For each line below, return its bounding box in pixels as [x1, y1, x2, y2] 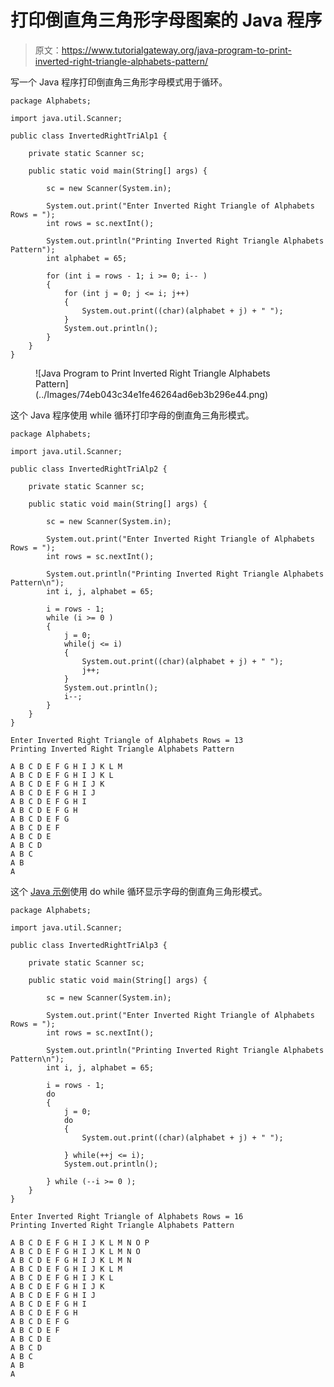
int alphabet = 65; [46, 253, 128, 263]
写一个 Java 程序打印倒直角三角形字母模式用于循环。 [10, 76, 228, 88]
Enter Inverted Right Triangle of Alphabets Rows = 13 [10, 735, 244, 745]
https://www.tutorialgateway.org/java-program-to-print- [61, 44, 292, 56]
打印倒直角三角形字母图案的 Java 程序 [10, 9, 323, 32]
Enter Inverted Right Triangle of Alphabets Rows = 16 [10, 1211, 244, 1221]
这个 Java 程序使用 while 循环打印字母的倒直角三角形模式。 [10, 409, 255, 421]
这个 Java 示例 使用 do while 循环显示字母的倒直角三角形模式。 [10, 885, 268, 897]
